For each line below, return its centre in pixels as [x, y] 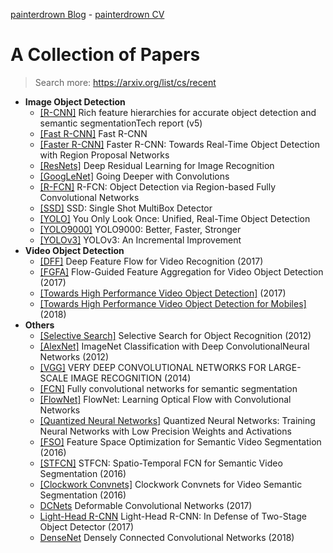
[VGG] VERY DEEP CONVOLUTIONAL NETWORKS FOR [153, 367]
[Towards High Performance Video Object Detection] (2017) [163, 293]
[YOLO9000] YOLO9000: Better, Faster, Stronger [140, 229]
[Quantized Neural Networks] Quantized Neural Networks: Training [177, 420]
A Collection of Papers [105, 55]
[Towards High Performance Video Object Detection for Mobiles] [173, 303]
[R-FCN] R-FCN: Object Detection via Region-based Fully [158, 186]
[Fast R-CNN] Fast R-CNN [93, 133]
